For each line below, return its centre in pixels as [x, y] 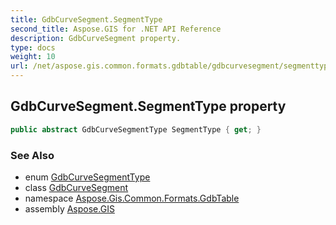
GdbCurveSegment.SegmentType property [148, 106]
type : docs [33, 47]
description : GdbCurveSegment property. [96, 38]
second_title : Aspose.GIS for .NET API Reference [116, 29]
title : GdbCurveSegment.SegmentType [86, 19]
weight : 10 [33, 57]
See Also [32, 155]
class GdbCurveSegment [76, 187]
